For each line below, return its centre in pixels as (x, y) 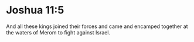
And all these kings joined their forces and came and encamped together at (97, 26)
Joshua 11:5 (35, 10)
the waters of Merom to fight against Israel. (58, 32)
